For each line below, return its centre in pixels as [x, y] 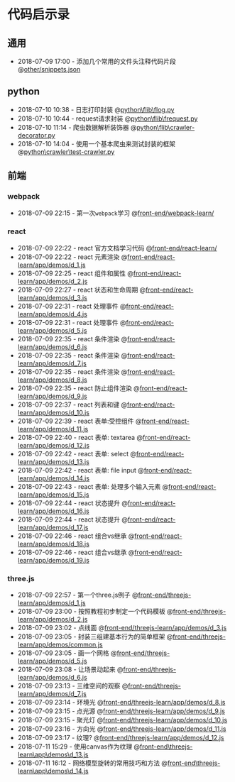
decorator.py [36, 135]
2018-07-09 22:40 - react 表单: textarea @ [80, 437]
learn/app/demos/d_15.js [53, 495]
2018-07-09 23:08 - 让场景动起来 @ [70, 670]
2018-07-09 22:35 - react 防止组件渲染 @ [78, 388]
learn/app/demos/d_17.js [53, 527]
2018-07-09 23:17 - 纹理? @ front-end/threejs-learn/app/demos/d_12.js [121, 738]
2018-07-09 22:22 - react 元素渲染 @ [72, 257]
